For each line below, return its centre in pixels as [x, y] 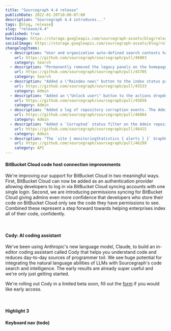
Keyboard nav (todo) [27, 322]
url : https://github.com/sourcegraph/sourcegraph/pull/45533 [80, 86]
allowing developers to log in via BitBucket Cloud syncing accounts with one [85, 187]
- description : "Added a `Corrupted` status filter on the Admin [81, 124]
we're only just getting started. [37, 274]
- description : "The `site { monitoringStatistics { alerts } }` [81, 139]
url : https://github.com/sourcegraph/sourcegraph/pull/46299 [80, 143]
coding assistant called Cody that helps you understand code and [88, 252]
